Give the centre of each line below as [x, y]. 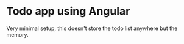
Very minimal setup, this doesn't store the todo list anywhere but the [92, 28]
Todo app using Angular [68, 11]
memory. [17, 34]
